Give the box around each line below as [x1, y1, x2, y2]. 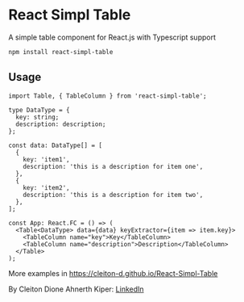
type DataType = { [8, 106, 70, 114]
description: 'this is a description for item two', [23, 191, 204, 199]
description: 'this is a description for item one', [23, 162, 204, 170]
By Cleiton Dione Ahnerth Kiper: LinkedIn [8, 284, 144, 294]
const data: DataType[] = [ [8, 141, 103, 149]
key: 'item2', [23, 183, 70, 191]
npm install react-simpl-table [8, 48, 114, 56]
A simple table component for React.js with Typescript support [8, 32, 216, 42]
